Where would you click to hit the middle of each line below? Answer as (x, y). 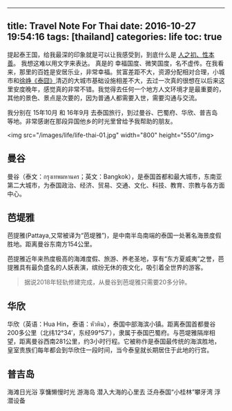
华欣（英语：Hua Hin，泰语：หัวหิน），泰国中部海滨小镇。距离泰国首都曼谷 (112, 324)
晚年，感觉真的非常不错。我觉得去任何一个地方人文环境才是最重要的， (125, 89)
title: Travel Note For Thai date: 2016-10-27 (101, 26)
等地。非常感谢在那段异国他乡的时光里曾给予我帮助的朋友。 (92, 121)
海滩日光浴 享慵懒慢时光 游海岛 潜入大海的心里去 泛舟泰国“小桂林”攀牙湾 (110, 392)
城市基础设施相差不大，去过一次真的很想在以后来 (149, 80)
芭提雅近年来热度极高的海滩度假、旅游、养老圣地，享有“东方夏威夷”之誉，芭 (116, 259)
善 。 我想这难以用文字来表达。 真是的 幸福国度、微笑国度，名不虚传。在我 (113, 63)
